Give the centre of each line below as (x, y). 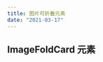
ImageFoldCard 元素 (51, 49)
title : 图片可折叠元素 (37, 13)
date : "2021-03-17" (35, 20)
